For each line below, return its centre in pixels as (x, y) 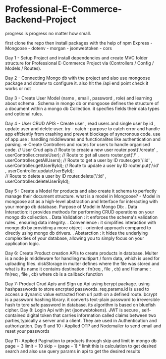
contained (15, 315)
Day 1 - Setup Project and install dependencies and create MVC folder (77, 57)
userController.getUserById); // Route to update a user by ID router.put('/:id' (82, 165)
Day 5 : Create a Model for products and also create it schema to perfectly (81, 191)
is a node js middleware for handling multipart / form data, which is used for (83, 258)
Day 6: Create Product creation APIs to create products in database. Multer (82, 253)
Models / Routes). (23, 68)
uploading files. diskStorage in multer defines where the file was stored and (82, 263)
